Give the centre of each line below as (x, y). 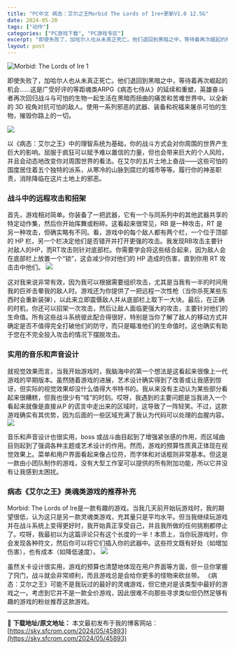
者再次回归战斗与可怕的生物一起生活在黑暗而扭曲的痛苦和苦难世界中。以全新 (117, 98)
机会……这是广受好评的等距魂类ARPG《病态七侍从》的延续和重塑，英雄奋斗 (116, 89)
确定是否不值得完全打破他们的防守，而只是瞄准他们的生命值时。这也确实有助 (117, 326)
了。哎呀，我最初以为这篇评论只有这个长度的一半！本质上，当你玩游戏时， (114, 534)
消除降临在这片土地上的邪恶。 (62, 178)
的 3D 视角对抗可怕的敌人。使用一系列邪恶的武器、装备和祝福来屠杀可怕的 (114, 107)
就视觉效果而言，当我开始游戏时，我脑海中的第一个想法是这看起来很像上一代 (117, 371)
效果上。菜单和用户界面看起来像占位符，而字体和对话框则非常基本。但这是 (120, 454)
